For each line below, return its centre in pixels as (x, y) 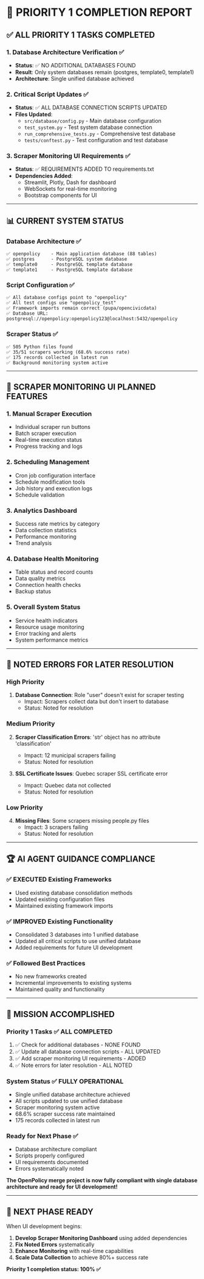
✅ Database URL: (27, 314)
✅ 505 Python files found (39, 347)
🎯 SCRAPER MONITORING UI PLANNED (81, 387)
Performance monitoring (46, 537)
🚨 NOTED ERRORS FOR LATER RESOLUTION (90, 665)
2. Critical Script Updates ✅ (48, 94)
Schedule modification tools (50, 482)
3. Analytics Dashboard (42, 510)
